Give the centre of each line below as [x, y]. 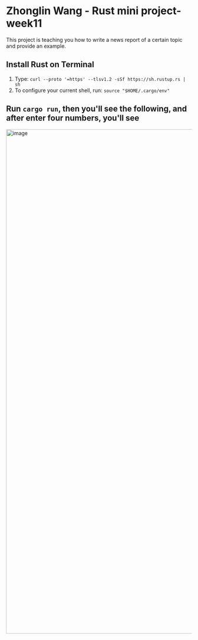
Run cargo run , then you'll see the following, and [97, 109]
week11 [24, 23]
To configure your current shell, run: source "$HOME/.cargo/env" [92, 90]
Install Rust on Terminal [50, 65]
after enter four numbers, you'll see [73, 118]
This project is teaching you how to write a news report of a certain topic [94, 40]
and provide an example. [36, 46]
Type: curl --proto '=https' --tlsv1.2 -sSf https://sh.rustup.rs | [100, 79]
